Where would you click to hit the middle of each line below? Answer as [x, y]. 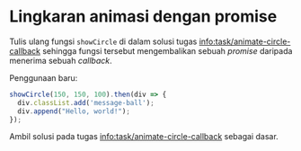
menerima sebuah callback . [61, 60]
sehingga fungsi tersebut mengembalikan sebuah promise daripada [167, 50]
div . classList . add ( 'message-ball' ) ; [86, 102]
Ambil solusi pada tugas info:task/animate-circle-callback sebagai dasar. [144, 137]
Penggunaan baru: [44, 77]
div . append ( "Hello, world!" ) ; [74, 111]
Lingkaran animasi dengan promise [143, 17]
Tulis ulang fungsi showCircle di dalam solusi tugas [103, 41]
